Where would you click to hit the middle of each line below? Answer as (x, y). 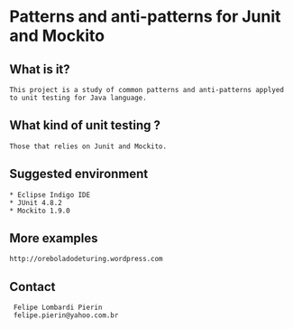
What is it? (40, 69)
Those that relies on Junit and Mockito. (88, 146)
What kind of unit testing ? (85, 125)
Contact (32, 287)
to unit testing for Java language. (78, 98)
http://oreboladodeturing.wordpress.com (87, 259)
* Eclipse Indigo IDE (50, 195)
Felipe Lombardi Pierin (58, 308)
